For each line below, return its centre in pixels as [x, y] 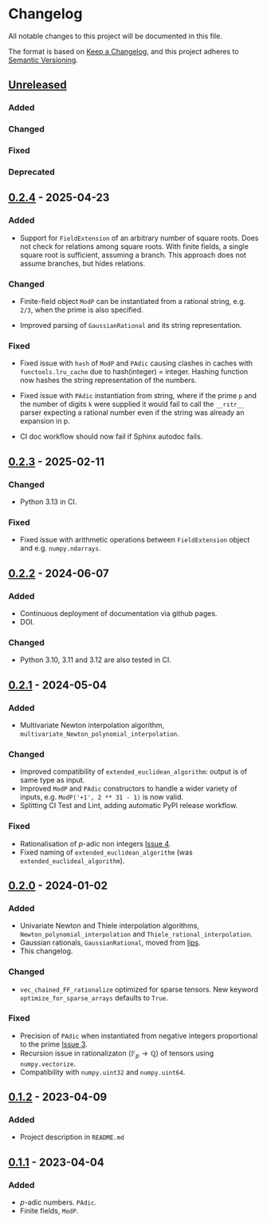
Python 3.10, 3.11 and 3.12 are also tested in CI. [95, 660]
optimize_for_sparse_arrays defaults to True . [94, 997]
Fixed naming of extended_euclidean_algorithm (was [106, 852]
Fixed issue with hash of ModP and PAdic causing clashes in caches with [136, 363]
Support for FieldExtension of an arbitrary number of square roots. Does [139, 238]
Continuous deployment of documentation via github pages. [118, 613]
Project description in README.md [72, 1137]
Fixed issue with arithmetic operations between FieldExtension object [135, 540]
